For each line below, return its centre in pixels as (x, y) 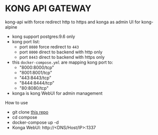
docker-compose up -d (35, 122)
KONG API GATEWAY (48, 8)
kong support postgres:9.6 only (44, 36)
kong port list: (26, 41)
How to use (17, 102)
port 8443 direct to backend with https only (62, 57)
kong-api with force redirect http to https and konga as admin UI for (73, 22)
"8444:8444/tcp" (37, 83)
